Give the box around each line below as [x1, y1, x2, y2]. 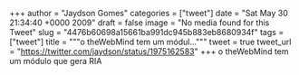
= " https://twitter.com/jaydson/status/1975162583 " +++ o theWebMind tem [9, 46, 289, 57]
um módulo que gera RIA [9, 56, 102, 66]
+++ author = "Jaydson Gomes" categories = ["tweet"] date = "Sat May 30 [9, 8, 288, 18]
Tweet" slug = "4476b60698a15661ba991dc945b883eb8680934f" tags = [9, 27, 285, 37]
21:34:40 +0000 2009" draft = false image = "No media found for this [9, 17, 270, 28]
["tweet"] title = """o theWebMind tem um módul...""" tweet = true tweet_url [9, 36, 292, 47]
